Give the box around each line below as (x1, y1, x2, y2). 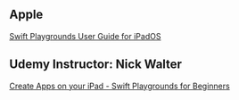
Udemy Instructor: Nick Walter (9, 57, 183, 72)
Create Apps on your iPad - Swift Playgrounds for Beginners (9, 80, 230, 91)
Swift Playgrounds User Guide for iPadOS (9, 30, 161, 41)
